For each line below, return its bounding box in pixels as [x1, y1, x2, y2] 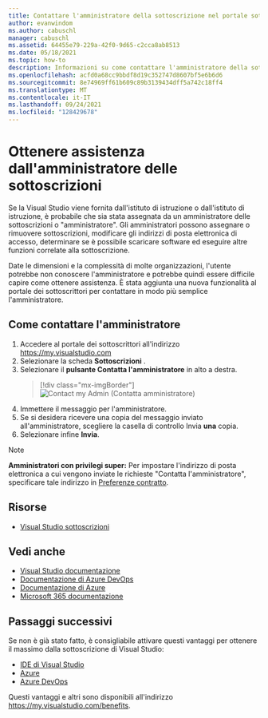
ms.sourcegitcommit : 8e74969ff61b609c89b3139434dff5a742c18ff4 [8, 78, 223, 86]
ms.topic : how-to [8, 57, 66, 65]
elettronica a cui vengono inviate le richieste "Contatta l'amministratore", [8, 469, 246, 478]
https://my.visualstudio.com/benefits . [8, 700, 132, 711]
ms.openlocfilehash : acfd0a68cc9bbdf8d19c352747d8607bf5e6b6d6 [8, 71, 223, 79]
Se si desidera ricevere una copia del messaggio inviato [19, 412, 203, 422]
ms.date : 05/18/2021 [8, 49, 77, 57]
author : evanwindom [8, 19, 73, 27]
